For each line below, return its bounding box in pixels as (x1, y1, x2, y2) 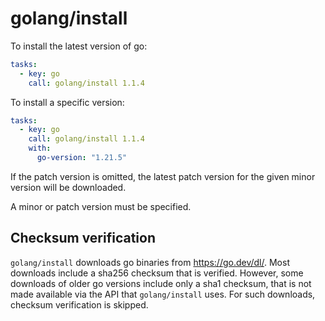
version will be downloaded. (10, 181, 127, 193)
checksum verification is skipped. (10, 298, 149, 311)
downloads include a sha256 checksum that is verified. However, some (10, 267, 304, 279)
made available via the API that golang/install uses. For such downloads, (10, 288, 316, 300)
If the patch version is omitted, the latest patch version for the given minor (10, 170, 316, 182)
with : (28, 143, 52, 154)
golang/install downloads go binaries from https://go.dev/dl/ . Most (10, 256, 290, 268)
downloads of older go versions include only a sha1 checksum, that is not (10, 277, 312, 289)
